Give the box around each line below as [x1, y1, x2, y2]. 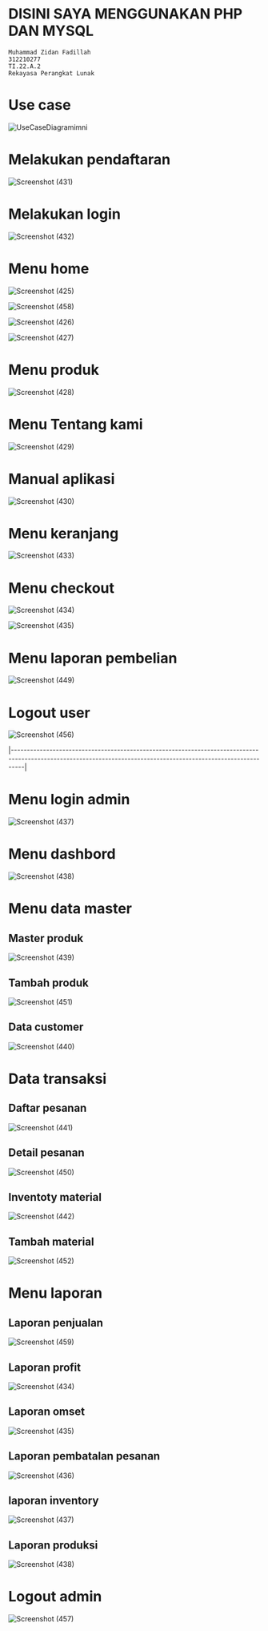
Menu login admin [8, 791, 130, 809]
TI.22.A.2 [8, 62, 42, 70]
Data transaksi [8, 1069, 107, 1088]
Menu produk [8, 360, 100, 379]
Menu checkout [8, 578, 114, 597]
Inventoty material [8, 1190, 102, 1204]
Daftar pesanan [8, 1101, 87, 1115]
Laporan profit [8, 1360, 82, 1374]
